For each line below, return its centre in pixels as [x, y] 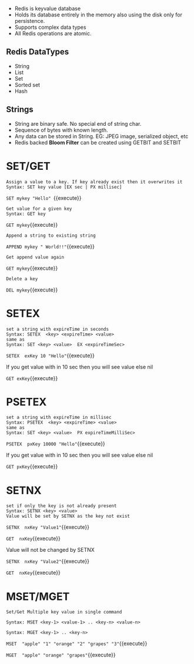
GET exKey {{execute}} [32, 378]
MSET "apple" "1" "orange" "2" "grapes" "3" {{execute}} [77, 643]
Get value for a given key [39, 209]
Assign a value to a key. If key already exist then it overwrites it [94, 182]
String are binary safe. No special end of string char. [78, 123]
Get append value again [35, 257]
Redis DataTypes [38, 52]
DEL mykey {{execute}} [32, 290]
